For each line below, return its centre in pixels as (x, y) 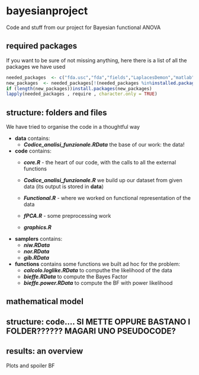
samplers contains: (38, 239)
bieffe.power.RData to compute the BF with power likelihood (98, 283)
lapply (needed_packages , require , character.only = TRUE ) (82, 94)
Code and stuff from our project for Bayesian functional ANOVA (84, 27)
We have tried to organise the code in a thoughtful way (73, 127)
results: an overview (45, 351)
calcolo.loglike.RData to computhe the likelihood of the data (98, 271)
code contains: (33, 151)
